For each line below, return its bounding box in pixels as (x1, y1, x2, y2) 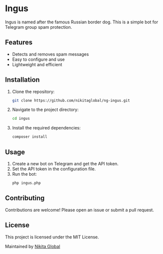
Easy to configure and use (12, 56, 65, 62)
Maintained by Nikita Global (5, 243, 60, 249)
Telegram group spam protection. (5, 24, 72, 30)
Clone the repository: (12, 89, 55, 94)
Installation (5, 76, 40, 84)
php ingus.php (12, 181, 41, 185)
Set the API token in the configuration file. (12, 166, 96, 172)
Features (5, 38, 33, 47)
